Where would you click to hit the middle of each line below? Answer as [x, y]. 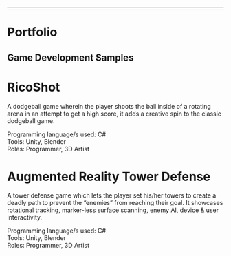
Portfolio [32, 32]
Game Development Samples [70, 57]
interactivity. [25, 217]
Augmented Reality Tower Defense [109, 177]
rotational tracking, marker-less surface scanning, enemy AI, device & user [113, 210]
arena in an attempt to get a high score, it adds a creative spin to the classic [114, 114]
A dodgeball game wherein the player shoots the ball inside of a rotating [109, 106]
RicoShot [34, 87]
